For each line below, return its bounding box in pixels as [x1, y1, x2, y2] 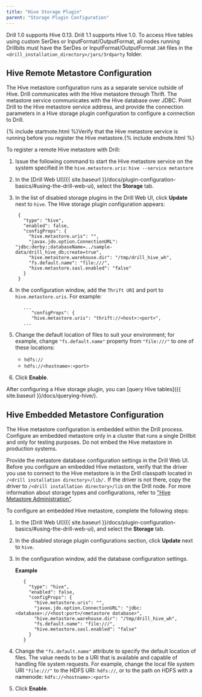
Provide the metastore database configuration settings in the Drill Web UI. [6, 457, 189, 464]
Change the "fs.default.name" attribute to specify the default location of [14, 647, 197, 655]
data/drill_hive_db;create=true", [14, 249, 102, 256]
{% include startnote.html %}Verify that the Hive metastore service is [6, 128, 178, 135]
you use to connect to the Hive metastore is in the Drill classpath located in [6, 470, 192, 477]
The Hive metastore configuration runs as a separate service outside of [6, 84, 184, 91]
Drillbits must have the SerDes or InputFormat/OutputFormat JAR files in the [6, 44, 193, 51]
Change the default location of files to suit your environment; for [14, 331, 175, 339]
